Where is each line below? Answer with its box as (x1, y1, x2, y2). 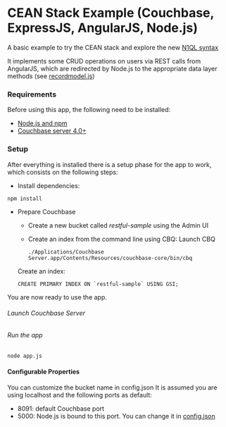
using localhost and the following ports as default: (7, 390, 153, 399)
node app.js (7, 352, 42, 360)
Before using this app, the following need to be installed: (7, 106, 171, 114)
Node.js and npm (17, 119, 68, 128)
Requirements (7, 89, 57, 99)
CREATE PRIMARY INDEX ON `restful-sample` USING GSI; (17, 280, 179, 287)
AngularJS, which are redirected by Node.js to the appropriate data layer (7, 64, 218, 73)
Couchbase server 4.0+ (17, 127, 87, 135)
